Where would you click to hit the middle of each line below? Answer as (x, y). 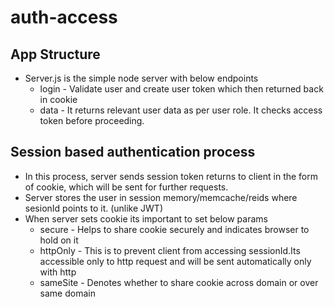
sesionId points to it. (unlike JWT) (94, 208)
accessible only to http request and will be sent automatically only (175, 261)
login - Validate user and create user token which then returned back (181, 89)
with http (58, 272)
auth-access (64, 17)
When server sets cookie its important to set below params (146, 218)
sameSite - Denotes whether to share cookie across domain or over (179, 282)
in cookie (58, 99)
